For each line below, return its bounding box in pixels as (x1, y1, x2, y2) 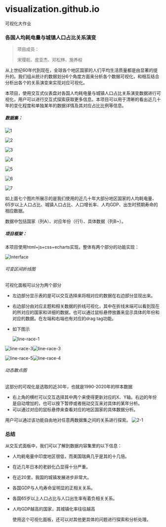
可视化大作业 (5, 20, 31, 26)
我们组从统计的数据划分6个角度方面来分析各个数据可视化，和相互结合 (18, 73, 160, 80)
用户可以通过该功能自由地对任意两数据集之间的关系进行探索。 (5, 417, 131, 423)
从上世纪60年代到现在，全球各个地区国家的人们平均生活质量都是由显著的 (5, 67, 154, 73)
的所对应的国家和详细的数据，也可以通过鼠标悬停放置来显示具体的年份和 (12, 310, 160, 316)
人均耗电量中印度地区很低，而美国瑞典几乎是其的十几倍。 (12, 453, 129, 459)
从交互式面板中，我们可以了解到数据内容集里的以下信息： (5, 442, 122, 449)
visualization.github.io (5, 3, 100, 15)
